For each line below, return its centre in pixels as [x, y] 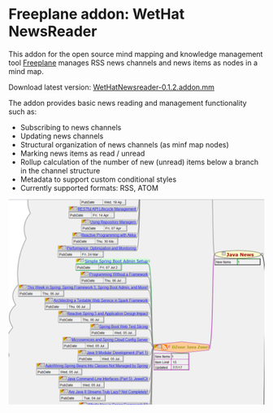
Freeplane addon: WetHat [97, 14]
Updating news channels [62, 136]
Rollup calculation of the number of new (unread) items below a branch [139, 162]
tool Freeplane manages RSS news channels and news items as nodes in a [133, 63]
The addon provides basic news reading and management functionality [128, 103]
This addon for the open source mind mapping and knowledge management [136, 54]
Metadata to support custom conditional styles [98, 179]
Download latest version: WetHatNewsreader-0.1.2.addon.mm [112, 87]
